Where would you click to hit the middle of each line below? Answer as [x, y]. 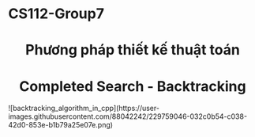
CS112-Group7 [56, 14]
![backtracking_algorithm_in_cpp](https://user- [84, 108]
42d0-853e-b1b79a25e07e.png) [60, 125]
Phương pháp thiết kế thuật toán [133, 50]
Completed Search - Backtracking [133, 86]
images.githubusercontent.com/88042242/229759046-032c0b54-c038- [127, 116]
